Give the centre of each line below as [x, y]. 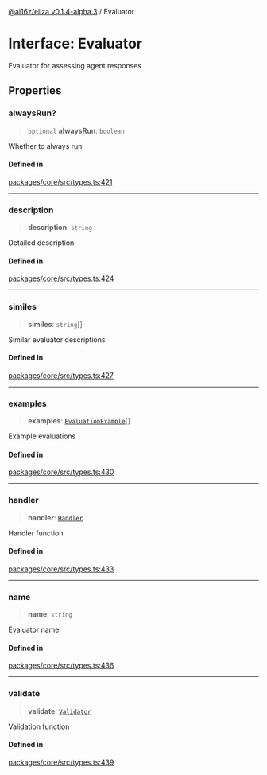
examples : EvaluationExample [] [79, 421]
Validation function [39, 726]
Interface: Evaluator [75, 44]
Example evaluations [42, 436]
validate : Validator [59, 711]
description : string [60, 228]
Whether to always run [45, 146]
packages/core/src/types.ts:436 [61, 666]
